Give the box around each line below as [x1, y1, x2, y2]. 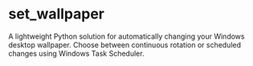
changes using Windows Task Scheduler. [8, 48, 145, 58]
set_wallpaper [8, 5, 105, 23]
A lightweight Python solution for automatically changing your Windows [8, 31, 245, 41]
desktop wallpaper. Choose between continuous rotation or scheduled [8, 39, 242, 49]
